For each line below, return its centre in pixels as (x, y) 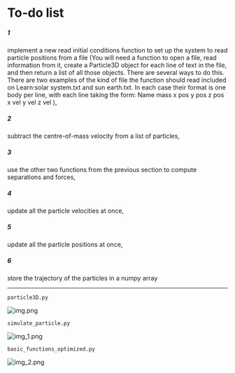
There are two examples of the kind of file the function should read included (117, 80)
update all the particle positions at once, (65, 245)
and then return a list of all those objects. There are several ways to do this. (116, 73)
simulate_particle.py (39, 323)
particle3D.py (28, 297)
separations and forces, (41, 177)
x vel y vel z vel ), (32, 102)
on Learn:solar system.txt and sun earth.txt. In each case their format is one (116, 87)
